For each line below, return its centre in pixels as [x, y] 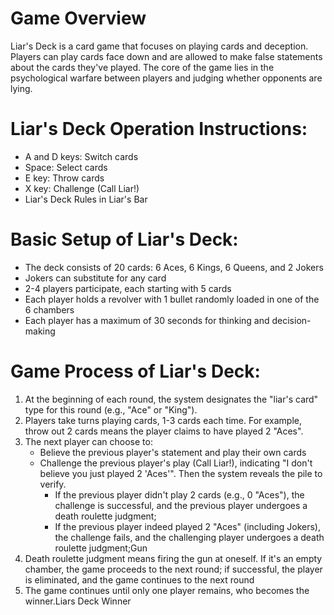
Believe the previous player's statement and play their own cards [173, 452]
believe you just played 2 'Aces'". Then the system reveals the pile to [181, 473]
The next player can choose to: [88, 441]
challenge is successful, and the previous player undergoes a [181, 505]
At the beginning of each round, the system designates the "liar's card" [171, 399]
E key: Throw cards [64, 178]
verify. [53, 484]
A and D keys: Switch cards [81, 156]
